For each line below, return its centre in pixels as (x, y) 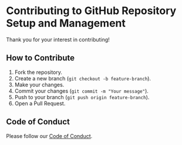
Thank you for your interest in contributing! (58, 39)
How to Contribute (41, 58)
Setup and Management (66, 23)
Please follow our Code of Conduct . (49, 136)
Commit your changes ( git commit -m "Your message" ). (81, 91)
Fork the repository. (38, 72)
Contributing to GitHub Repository (91, 11)
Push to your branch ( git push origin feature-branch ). (82, 97)
